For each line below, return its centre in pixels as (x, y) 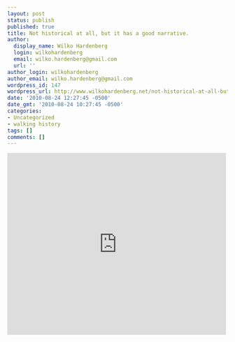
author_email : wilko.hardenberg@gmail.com (70, 79)
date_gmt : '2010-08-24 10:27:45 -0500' (65, 105)
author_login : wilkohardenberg (53, 72)
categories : (24, 111)
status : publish (31, 20)
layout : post (26, 14)
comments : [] (26, 137)
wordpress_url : (29, 91)
